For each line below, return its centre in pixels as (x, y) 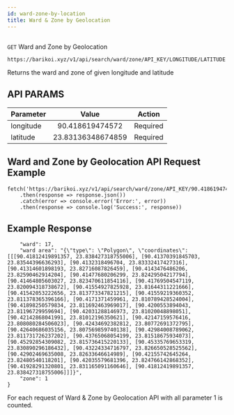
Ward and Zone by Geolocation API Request (104, 162)
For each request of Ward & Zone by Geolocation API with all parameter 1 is (115, 398)
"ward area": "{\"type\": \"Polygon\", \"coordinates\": (104, 251)
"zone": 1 (34, 379)
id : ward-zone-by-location (46, 14)
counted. (20, 405)
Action (149, 114)
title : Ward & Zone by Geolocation (59, 20)
